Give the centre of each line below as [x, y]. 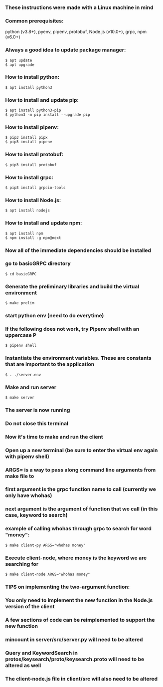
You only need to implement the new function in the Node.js [79, 600]
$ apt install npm [24, 233]
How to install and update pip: [42, 100]
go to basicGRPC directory [38, 263]
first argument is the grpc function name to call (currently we [81, 489]
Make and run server [31, 387]
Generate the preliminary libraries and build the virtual [72, 286]
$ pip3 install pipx [27, 138]
